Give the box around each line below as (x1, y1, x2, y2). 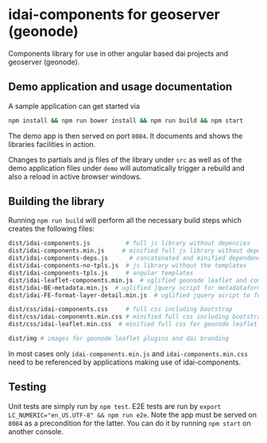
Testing (8, 380, 47, 394)
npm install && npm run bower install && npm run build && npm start (8, 117, 244, 125)
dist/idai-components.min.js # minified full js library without (8, 247, 244, 255)
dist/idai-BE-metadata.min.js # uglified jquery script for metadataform (8, 283, 261, 291)
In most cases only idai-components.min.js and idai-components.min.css (8, 349, 249, 358)
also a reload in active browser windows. (8, 171, 142, 181)
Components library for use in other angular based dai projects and (8, 48, 229, 58)
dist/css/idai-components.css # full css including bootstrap (8, 306, 233, 314)
